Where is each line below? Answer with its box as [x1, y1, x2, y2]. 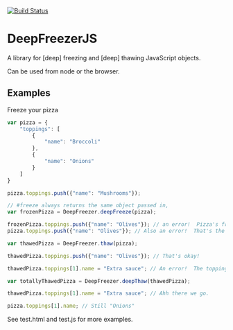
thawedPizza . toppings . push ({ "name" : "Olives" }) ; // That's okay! [7, 252, 200, 259]
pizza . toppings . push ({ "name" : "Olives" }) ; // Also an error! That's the [7, 227, 225, 234]
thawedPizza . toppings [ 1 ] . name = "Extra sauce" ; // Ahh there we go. [7, 290, 209, 297]
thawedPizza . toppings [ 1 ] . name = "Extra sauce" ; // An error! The [7, 265, 203, 272]
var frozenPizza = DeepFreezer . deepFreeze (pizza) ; [7, 209, 157, 216]
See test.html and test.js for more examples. [7, 315, 133, 324]
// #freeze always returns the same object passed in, [7, 202, 169, 209]
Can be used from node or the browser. [7, 67, 120, 76]
